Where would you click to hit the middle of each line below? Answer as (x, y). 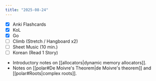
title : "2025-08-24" (27, 10)
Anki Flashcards (29, 24)
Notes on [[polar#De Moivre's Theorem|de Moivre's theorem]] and (82, 68)
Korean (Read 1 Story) (35, 52)
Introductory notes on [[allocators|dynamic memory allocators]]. (79, 63)
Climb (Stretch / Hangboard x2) (45, 41)
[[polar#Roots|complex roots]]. (45, 73)
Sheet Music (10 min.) (35, 47)
